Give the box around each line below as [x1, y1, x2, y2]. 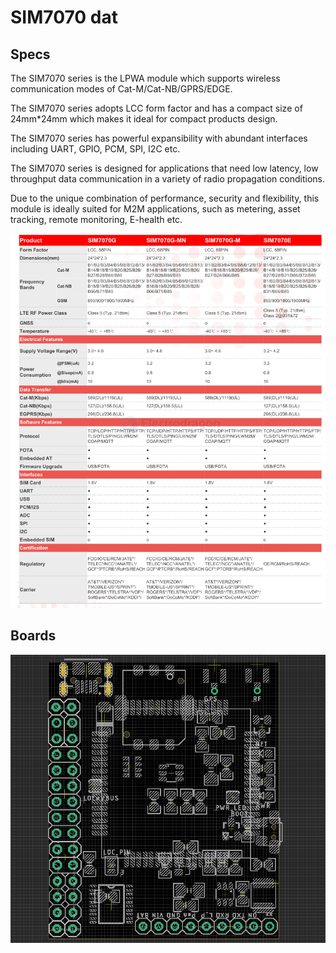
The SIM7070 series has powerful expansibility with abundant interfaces [10, 132, 308, 144]
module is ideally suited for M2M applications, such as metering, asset [10, 203, 301, 215]
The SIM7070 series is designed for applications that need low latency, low [10, 162, 319, 174]
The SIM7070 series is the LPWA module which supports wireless [10, 72, 281, 84]
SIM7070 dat [10, 6, 118, 29]
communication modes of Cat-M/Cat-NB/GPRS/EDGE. [10, 83, 233, 95]
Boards [10, 627, 57, 645]
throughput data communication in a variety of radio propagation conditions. [10, 173, 326, 185]
